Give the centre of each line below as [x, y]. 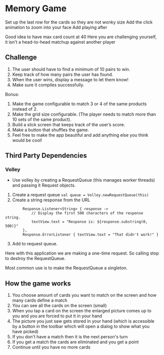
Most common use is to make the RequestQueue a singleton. [66, 268]
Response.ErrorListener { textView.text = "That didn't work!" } [91, 235]
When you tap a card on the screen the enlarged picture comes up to [82, 311]
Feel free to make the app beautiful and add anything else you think [80, 135]
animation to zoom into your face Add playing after [56, 27]
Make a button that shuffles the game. [50, 130]
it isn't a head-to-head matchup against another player [60, 42]
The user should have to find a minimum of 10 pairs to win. [71, 69]
